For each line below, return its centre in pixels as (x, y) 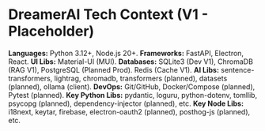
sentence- (238, 69)
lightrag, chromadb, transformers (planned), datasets (141, 78)
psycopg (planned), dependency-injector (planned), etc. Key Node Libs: (126, 103)
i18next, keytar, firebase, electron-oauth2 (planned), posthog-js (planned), (129, 111)
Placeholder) (51, 31)
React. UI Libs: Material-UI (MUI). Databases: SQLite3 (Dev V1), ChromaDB (131, 62)
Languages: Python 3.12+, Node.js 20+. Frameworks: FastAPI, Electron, (126, 53)
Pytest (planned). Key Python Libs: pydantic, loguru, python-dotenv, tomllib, (133, 95)
